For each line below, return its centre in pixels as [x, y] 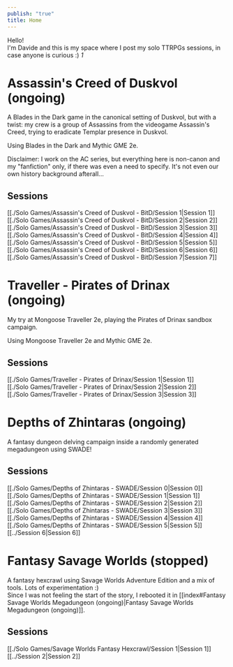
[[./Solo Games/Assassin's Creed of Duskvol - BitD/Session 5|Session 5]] [112, 242]
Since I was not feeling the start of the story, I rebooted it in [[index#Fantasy [116, 595]
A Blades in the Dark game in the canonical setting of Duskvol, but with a [112, 117]
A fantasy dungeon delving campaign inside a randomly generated [103, 441]
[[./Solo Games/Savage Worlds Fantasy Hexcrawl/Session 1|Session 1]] [109, 648]
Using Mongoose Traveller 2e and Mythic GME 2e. [80, 341]
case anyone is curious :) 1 [45, 55]
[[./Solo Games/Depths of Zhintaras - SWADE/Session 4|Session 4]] [105, 518]
